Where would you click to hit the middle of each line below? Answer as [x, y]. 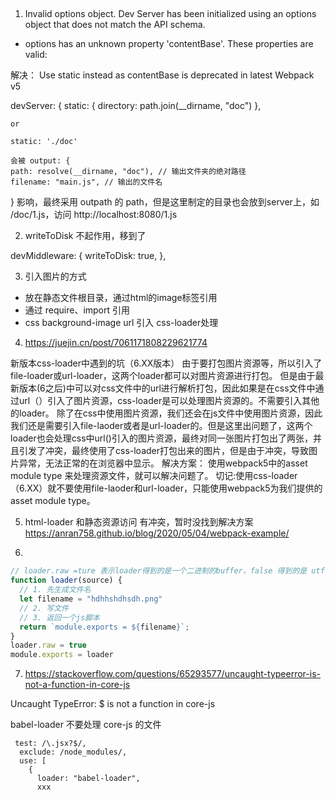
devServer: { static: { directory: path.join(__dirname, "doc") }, [136, 106]
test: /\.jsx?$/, [50, 744]
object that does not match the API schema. [115, 25]
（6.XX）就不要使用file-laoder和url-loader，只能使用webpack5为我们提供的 [166, 488]
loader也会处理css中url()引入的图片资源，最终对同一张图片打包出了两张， [161, 438]
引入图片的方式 [55, 276]
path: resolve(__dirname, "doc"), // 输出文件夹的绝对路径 [128, 172]
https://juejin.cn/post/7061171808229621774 [116, 343]
